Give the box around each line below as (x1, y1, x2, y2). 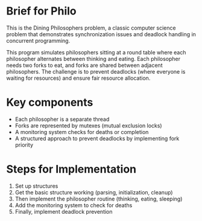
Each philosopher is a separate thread (14, 115, 110, 123)
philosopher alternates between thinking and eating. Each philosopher (6, 55, 181, 62)
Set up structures (14, 182, 58, 190)
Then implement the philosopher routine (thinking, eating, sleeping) (14, 195, 183, 202)
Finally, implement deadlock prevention (14, 208, 113, 215)
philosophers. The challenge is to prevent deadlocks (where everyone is (6, 68, 186, 75)
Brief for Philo (6, 4, 77, 18)
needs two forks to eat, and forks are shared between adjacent (6, 62, 163, 69)
